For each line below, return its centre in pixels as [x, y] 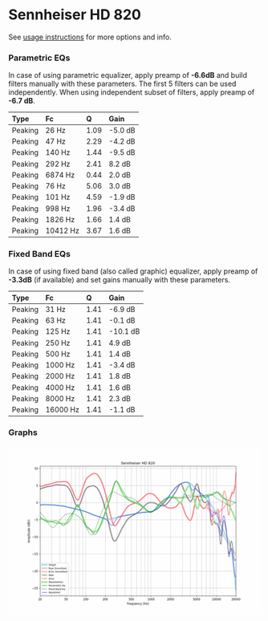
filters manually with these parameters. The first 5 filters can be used [122, 84]
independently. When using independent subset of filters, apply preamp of [132, 92]
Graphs [23, 432]
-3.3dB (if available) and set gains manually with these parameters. [120, 280]
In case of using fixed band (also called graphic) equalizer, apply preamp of [133, 271]
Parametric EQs [39, 58]
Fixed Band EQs [39, 254]
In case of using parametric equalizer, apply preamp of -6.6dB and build [128, 75]
